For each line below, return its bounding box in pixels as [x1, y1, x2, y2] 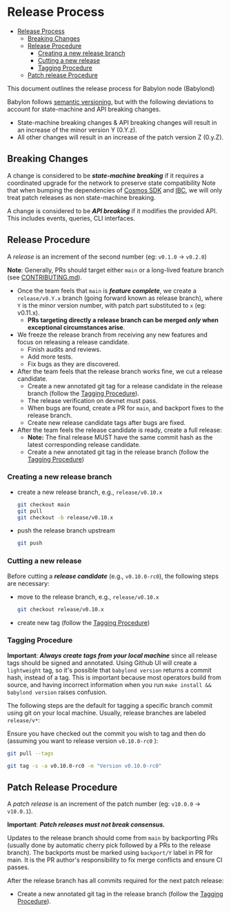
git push [17, 539, 43, 547]
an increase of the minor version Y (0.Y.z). [17, 126, 138, 134]
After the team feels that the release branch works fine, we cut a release [17, 367, 223, 375]
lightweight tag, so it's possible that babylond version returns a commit [7, 666, 212, 674]
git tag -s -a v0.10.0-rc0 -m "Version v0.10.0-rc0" [7, 762, 162, 769]
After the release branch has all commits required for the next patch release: [7, 877, 224, 885]
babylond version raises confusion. [7, 688, 108, 696]
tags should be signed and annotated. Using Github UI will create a [7, 658, 197, 666]
